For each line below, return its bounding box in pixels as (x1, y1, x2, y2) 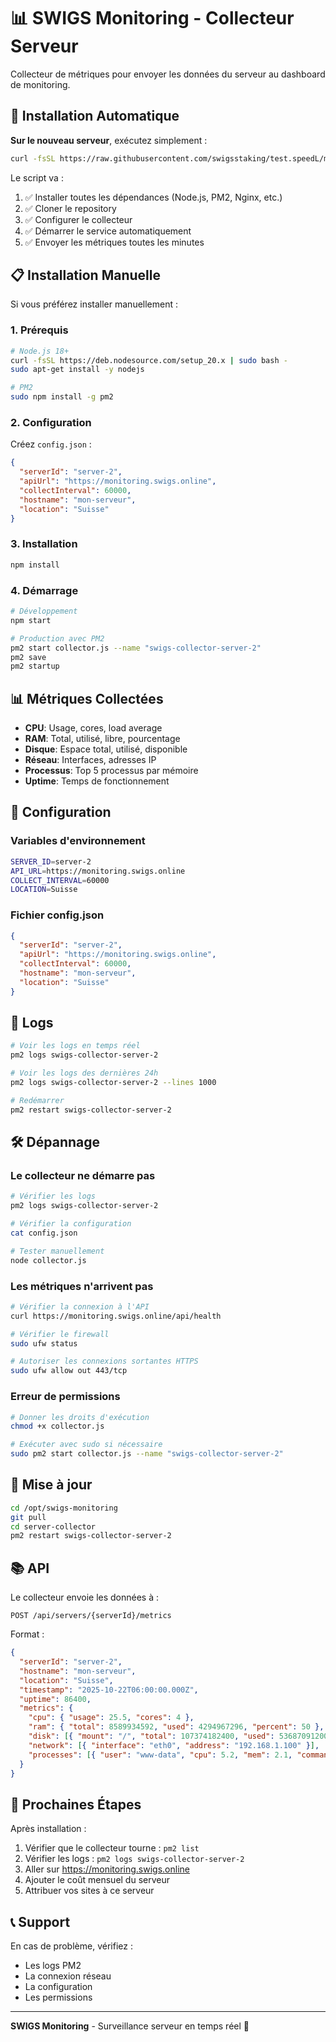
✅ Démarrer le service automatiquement (24, 225, 192, 237)
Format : (10, 1628, 45, 1640)
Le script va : (10, 171, 64, 184)
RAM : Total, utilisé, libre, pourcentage (24, 733, 181, 745)
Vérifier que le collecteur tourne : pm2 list (24, 1842, 200, 1854)
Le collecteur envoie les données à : (10, 1591, 160, 1604)
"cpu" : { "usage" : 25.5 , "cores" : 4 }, (28, 1713, 195, 1723)
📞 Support (10, 1913, 71, 1930)
